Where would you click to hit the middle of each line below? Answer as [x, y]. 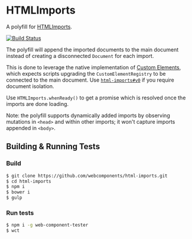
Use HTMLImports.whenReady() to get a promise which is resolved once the [96, 98]
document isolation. [30, 86]
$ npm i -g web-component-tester [47, 225]
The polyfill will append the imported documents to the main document [92, 49]
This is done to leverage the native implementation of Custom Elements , [94, 67]
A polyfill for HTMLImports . [39, 27]
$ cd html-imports [29, 181]
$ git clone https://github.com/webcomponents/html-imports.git [87, 176]
